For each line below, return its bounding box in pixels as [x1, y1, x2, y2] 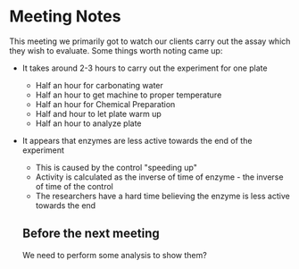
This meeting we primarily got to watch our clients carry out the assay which [9, 36, 291, 46]
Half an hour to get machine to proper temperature [35, 89, 222, 100]
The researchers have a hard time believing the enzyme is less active [35, 190, 290, 201]
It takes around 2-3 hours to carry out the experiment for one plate [21, 63, 268, 73]
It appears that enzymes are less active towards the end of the [21, 135, 253, 146]
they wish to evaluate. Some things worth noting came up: [9, 45, 223, 55]
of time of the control [35, 181, 113, 191]
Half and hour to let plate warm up [35, 108, 162, 119]
